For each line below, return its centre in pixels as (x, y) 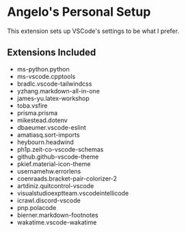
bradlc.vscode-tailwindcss (54, 84)
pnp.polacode (37, 207)
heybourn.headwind (45, 142)
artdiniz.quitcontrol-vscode (55, 185)
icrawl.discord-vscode (49, 200)
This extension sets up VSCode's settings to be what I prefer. (93, 31)
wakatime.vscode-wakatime (57, 222)
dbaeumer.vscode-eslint (52, 127)
